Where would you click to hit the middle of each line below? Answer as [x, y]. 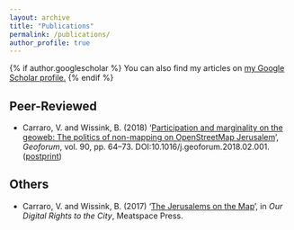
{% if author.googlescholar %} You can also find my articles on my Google [147, 68]
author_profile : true [50, 43]
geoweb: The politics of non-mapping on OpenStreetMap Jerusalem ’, [151, 137]
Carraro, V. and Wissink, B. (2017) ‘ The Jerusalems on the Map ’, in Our [152, 206]
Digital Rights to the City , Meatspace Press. [102, 216]
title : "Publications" [52, 26]
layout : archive [40, 18]
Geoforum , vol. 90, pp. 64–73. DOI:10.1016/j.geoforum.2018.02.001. [146, 147]
